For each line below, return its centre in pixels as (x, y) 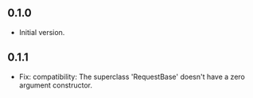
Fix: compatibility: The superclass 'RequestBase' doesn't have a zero (132, 76)
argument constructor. (56, 85)
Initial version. (42, 32)
